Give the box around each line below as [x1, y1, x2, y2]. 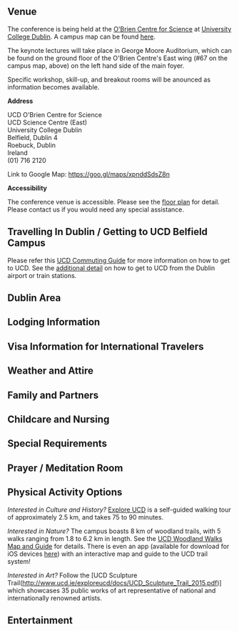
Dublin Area [7, 292, 61, 304]
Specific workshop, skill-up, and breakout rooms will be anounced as [7, 75, 211, 84]
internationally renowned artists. [7, 593, 102, 602]
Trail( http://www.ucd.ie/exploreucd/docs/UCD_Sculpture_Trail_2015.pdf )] [7, 578, 223, 587]
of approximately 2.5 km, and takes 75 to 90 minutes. [7, 512, 164, 521]
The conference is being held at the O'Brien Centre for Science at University [7, 24, 232, 33]
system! [7, 557, 31, 565]
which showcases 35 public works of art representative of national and [7, 586, 216, 595]
